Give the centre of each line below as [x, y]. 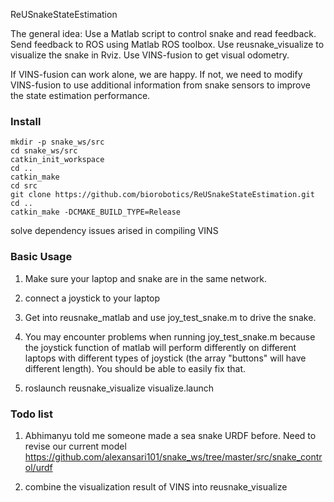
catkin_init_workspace [57, 160]
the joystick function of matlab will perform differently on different [160, 347]
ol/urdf [38, 467]
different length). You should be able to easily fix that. [135, 368]
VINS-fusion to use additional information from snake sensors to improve [160, 85]
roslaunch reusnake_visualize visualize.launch [119, 388]
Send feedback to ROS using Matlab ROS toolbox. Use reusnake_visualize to [167, 44]
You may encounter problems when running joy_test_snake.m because [170, 336]
